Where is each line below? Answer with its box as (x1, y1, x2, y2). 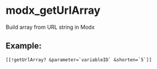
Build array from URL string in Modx (5, 23, 95, 31)
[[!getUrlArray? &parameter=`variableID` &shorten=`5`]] (5, 56, 152, 63)
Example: (5, 41, 42, 51)
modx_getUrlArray (5, 4, 101, 17)
